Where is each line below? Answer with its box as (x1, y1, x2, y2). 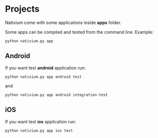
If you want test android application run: (5, 65, 86, 70)
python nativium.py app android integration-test (5, 92, 108, 97)
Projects (5, 3, 40, 15)
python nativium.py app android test (5, 74, 82, 79)
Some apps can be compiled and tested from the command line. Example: (5, 29, 154, 35)
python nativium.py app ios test (5, 128, 73, 133)
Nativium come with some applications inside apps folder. (5, 20, 121, 25)
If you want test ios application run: (5, 118, 77, 124)
